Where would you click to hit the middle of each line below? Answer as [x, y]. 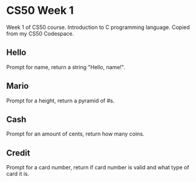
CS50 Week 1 [40, 11]
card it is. [18, 174]
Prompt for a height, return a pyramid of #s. [60, 101]
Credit [18, 153]
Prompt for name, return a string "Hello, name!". [66, 67]
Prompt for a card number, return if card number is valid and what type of [98, 168]
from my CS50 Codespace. [40, 33]
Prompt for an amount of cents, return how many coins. [75, 134]
